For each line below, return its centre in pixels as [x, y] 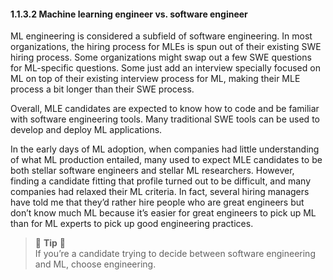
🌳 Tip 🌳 [50, 243]
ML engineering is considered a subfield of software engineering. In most [161, 36]
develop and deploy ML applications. [86, 130]
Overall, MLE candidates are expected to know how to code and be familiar [165, 109]
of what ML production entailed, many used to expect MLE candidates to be [166, 160]
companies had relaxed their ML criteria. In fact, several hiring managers [160, 192]
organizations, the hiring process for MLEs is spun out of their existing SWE [166, 47]
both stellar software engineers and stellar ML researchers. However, [152, 171]
